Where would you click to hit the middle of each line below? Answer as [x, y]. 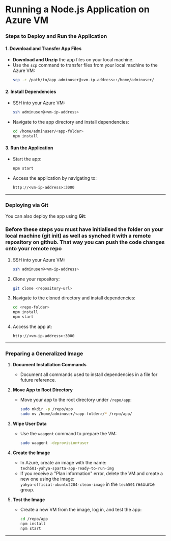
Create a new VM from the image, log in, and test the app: [81, 509]
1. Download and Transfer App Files [44, 48]
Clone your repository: [36, 279]
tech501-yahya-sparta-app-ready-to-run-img [67, 468]
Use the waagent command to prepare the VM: [68, 434]
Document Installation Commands [49, 365]
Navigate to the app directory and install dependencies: [71, 122]
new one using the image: [47, 479]
